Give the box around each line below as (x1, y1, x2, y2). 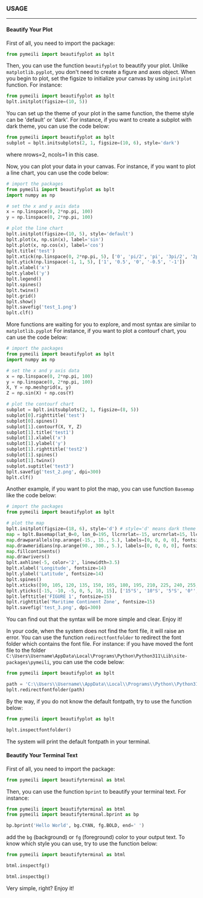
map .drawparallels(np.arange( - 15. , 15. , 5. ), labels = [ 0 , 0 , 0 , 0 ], (6, 537, 180, 543)
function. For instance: (6, 81, 62, 89)
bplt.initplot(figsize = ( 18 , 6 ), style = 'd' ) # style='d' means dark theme (6, 526, 196, 532)
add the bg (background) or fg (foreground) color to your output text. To (6, 834, 185, 841)
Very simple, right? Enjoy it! (6, 884, 74, 892)
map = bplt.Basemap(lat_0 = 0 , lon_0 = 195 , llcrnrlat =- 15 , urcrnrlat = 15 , (6, 531, 188, 537)
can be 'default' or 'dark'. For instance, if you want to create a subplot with (6, 116, 192, 124)
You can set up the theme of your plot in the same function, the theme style (6, 110, 195, 117)
